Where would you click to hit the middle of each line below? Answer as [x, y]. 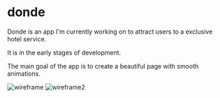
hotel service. [27, 38]
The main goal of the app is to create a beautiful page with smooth [103, 66]
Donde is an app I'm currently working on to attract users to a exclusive [110, 31]
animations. [24, 73]
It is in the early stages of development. [64, 52]
